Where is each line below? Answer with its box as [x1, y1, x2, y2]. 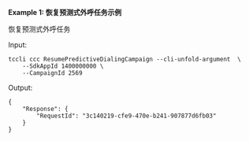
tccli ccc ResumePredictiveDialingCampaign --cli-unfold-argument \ [8, 55, 242, 63]
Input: [8, 40, 28, 50]
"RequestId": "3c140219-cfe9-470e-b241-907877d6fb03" [36, 112, 217, 120]
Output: [8, 83, 33, 92]
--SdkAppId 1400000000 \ [22, 62, 104, 70]
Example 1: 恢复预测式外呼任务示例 [8, 8, 122, 17]
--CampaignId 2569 [22, 69, 83, 77]
